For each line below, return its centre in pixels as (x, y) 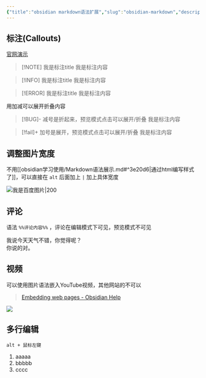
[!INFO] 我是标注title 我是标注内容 (63, 80)
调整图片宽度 (31, 153)
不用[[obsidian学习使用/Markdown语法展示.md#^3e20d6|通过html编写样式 (100, 170)
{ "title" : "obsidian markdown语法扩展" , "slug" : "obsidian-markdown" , (93, 12)
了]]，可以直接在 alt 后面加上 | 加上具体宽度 (63, 177)
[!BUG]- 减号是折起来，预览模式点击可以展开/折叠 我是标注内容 (101, 119)
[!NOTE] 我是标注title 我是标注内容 (65, 67)
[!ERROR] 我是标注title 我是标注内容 (66, 93)
